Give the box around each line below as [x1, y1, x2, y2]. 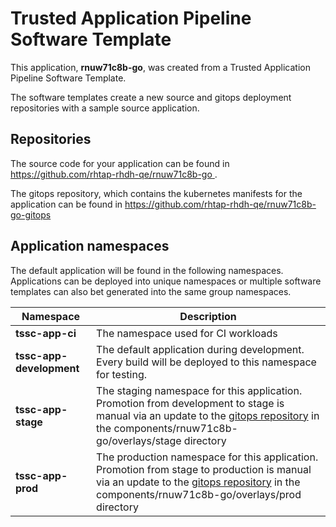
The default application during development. [96, 342, 305, 356]
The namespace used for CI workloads [96, 326, 278, 340]
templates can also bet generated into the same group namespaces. [10, 285, 292, 297]
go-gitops [10, 208, 52, 221]
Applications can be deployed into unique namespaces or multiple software [10, 275, 322, 287]
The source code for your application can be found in [10, 157, 230, 169]
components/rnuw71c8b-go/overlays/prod [96, 487, 302, 501]
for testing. [96, 367, 147, 381]
